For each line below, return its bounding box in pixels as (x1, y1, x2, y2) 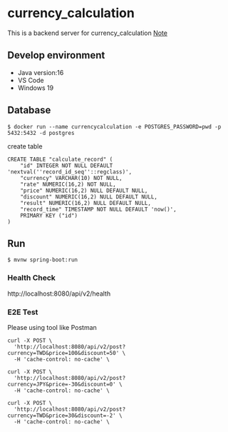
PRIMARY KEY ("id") (20, 212, 78, 219)
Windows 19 (17, 84, 54, 92)
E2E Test (7, 307, 38, 317)
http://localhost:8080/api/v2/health (7, 289, 111, 298)
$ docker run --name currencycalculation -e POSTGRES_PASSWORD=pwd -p (7, 123, 222, 130)
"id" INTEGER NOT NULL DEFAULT (20, 162, 113, 169)
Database (7, 104, 51, 116)
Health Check (7, 273, 56, 283)
